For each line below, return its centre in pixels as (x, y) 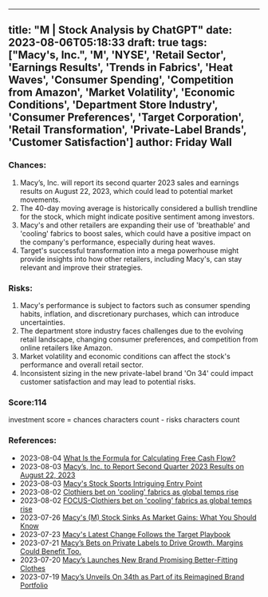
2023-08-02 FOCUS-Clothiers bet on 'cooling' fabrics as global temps (136, 500)
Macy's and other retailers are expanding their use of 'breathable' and (135, 225)
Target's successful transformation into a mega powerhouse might (129, 250)
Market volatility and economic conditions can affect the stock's (125, 356)
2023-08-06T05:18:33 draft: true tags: (108, 43)
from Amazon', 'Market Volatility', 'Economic (122, 93)
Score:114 (28, 402)
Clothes (33, 568)
